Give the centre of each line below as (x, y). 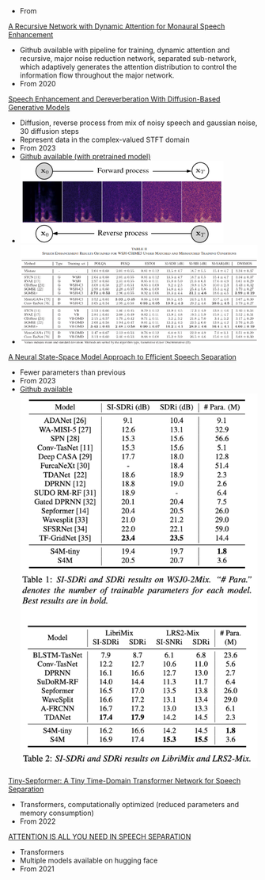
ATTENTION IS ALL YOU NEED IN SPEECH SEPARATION (100, 836)
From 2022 (38, 821)
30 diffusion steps (49, 131)
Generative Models (39, 108)
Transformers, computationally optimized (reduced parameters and (129, 804)
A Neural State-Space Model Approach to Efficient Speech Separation (123, 357)
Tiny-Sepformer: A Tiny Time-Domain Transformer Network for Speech (125, 780)
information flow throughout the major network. (97, 75)
